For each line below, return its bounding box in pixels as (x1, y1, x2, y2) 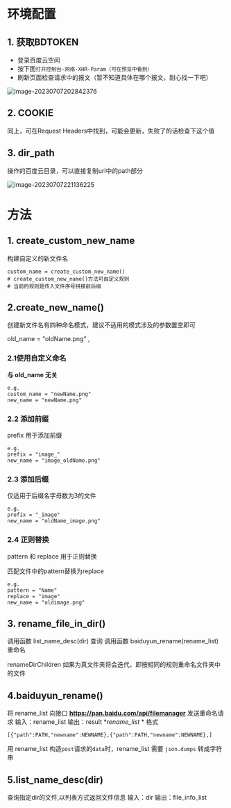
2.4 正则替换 (7, 535, 50, 545)
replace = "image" (7, 593, 60, 600)
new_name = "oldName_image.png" (7, 518, 101, 525)
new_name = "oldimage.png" (7, 599, 85, 606)
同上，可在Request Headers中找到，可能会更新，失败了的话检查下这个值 (7, 126, 215, 135)
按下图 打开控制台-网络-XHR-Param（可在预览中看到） (17, 65, 153, 73)
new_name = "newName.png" (7, 397, 82, 404)
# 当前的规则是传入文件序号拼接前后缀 (7, 283, 102, 290)
